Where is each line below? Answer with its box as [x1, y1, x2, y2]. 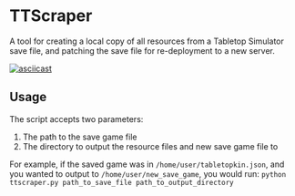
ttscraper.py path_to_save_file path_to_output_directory [9, 178, 234, 187]
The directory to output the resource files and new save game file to [22, 140, 279, 151]
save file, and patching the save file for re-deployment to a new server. [9, 45, 276, 56]
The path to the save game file [22, 131, 137, 142]
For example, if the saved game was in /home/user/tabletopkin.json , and [9, 159, 285, 170]
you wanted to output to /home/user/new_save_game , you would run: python [9, 168, 287, 179]
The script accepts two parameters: [9, 113, 144, 124]
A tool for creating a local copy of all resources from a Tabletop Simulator [9, 36, 285, 46]
